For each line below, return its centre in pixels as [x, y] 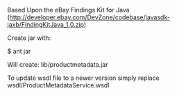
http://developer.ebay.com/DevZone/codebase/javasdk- [90, 17]
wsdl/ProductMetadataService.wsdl [58, 85]
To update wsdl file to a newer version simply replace [83, 78]
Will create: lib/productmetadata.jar [58, 64]
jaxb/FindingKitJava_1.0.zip [46, 24]
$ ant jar [19, 51]
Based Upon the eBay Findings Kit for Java [68, 10]
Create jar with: [29, 38]
